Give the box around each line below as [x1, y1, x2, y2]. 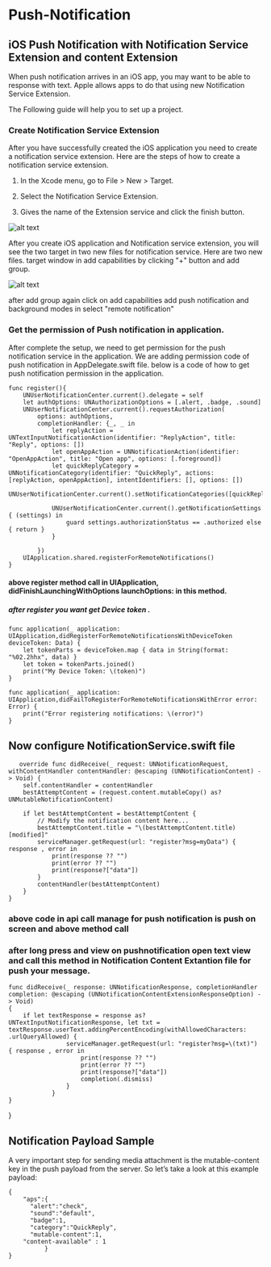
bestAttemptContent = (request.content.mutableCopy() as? [23, 788, 222, 796]
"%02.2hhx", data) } [8, 653, 78, 661]
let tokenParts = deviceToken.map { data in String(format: [23, 646, 229, 655]
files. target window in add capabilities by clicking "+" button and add [8, 256, 240, 266]
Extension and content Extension [8, 50, 178, 64]
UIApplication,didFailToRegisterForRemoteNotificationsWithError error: [8, 696, 258, 704]
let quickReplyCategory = [51, 462, 139, 470]
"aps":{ [23, 1195, 48, 1203]
